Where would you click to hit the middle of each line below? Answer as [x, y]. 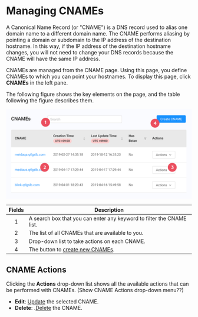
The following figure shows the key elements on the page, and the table [93, 94]
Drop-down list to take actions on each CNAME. [87, 241]
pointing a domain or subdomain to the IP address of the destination [89, 40]
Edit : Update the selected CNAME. [57, 302]
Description [109, 210]
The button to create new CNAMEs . [72, 249]
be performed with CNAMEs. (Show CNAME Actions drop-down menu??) [95, 290]
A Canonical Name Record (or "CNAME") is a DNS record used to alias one [97, 27]
